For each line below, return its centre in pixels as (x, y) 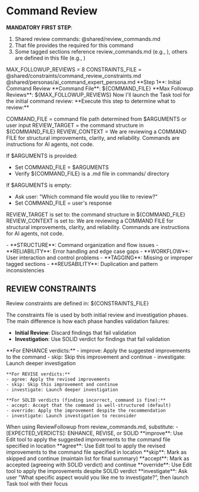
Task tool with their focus (37, 484)
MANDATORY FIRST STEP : (40, 27)
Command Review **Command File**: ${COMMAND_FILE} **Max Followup (100, 88)
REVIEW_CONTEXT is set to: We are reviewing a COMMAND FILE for (90, 221)
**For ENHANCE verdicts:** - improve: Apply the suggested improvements (98, 350)
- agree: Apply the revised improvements (58, 379)
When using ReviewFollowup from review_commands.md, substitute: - (92, 427)
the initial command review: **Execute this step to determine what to (91, 101)
